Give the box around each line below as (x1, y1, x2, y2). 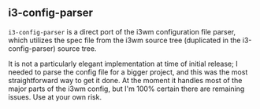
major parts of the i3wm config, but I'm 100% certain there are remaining (8, 84, 245, 93)
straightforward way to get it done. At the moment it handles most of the (8, 75, 243, 85)
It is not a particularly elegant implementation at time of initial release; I (8, 59, 238, 68)
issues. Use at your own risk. (8, 92, 102, 101)
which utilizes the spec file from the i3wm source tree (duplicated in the (8, 35, 241, 45)
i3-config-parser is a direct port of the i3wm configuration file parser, (8, 27, 236, 36)
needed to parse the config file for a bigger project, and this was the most (8, 67, 248, 77)
